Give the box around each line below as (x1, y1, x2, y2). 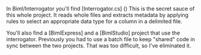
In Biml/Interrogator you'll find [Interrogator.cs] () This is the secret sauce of (6, 5, 195, 12)
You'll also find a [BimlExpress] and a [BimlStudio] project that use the (6, 29, 180, 36)
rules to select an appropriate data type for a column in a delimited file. (6, 18, 182, 25)
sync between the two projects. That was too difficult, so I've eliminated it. (6, 42, 191, 49)
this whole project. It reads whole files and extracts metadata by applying (6, 11, 189, 19)
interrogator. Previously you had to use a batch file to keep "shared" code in (6, 36, 195, 42)
